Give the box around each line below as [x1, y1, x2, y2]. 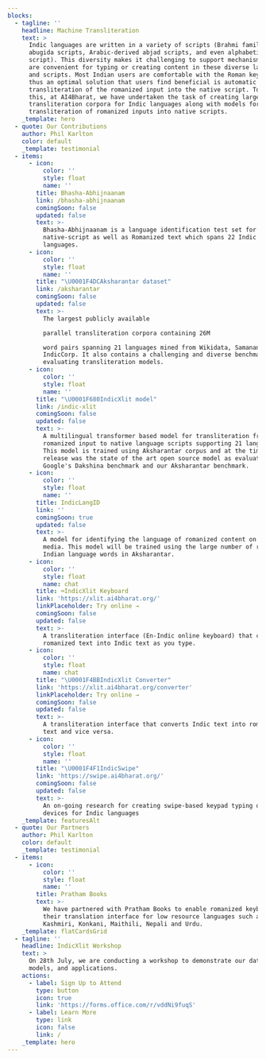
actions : [21, 972, 51, 979]
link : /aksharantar [36, 285, 101, 293]
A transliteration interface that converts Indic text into [42, 720, 246, 728]
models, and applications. [28, 964, 118, 972]
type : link [36, 1016, 72, 1024]
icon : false [36, 1023, 76, 1031]
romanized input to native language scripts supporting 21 [42, 439, 243, 448]
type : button [36, 987, 79, 995]
